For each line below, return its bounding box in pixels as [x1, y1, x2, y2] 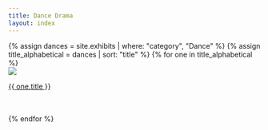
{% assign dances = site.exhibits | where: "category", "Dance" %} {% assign [8, 41, 261, 50]
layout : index [8, 19, 56, 27]
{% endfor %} [8, 113, 54, 124]
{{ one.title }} [8, 81, 51, 91]
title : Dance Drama [8, 11, 74, 20]
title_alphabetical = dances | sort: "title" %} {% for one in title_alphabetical [8, 49, 253, 59]
